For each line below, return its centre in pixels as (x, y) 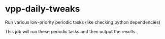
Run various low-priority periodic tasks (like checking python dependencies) (83, 22)
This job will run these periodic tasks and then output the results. (71, 31)
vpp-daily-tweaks (43, 9)
